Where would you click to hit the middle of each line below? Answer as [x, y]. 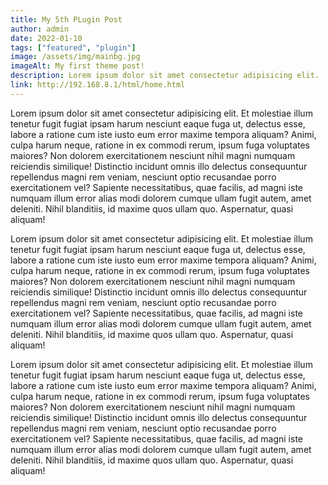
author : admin [40, 29]
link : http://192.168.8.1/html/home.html [98, 85]
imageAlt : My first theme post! [77, 66]
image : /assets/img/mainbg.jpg [75, 57]
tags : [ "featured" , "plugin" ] [73, 47]
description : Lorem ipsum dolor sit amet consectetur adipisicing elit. [165, 76]
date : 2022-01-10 [46, 38]
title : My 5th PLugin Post [66, 19]
